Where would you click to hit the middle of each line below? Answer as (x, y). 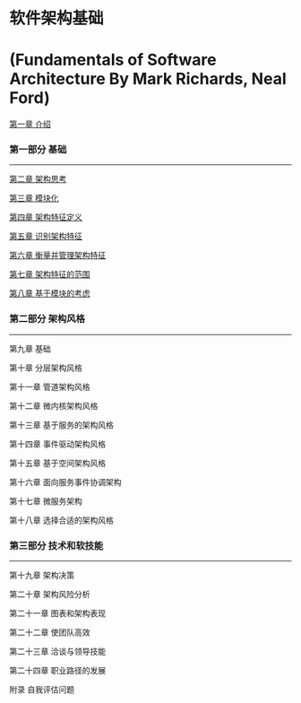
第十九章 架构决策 (42, 576)
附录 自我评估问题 (42, 690)
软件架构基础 (57, 18)
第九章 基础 (30, 348)
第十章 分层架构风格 (46, 368)
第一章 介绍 (30, 124)
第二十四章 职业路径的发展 (57, 671)
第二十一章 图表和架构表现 (57, 613)
